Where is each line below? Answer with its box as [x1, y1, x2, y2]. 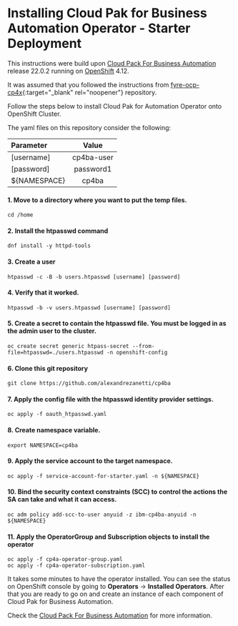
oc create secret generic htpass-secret [7, 342, 130, 349]
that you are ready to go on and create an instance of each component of [7, 590, 224, 598]
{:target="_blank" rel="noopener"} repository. [22, 88, 157, 96]
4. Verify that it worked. [7, 288, 79, 297]
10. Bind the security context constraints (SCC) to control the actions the [7, 487, 227, 496]
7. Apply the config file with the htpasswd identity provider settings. [7, 394, 214, 403]
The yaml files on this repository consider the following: [7, 123, 172, 131]
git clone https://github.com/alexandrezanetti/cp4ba [7, 380, 172, 387]
